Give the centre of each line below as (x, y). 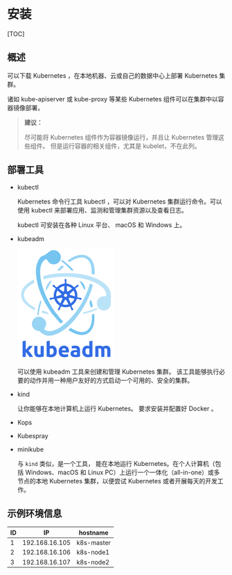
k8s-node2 (93, 562)
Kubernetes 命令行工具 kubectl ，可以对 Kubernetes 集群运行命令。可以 (119, 201)
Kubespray (33, 435)
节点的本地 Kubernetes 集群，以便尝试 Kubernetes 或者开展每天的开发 (117, 481)
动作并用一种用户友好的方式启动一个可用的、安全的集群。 (111, 380)
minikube (30, 449)
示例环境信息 (35, 514)
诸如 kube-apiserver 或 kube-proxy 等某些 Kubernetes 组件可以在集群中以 (113, 99)
